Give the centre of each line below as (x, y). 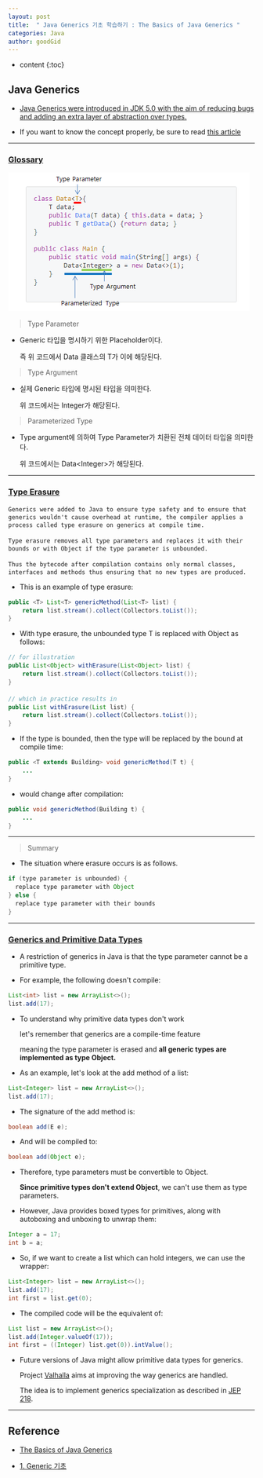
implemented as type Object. (68, 1057)
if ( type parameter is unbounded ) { (68, 879)
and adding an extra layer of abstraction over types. (103, 117)
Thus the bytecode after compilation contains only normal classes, (122, 564)
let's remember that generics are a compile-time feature (110, 1034)
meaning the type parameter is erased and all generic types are (123, 1049)
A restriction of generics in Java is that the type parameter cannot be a (133, 957)
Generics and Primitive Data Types (76, 939)
